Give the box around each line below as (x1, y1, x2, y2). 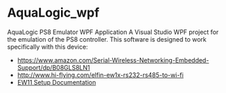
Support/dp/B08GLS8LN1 (17, 63, 90, 71)
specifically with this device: (7, 42, 88, 51)
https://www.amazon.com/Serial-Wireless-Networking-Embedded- (17, 56, 209, 64)
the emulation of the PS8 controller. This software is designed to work (7, 35, 207, 43)
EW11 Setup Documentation (17, 78, 96, 86)
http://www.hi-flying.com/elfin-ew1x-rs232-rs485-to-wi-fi (17, 71, 184, 79)
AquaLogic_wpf (7, 5, 100, 21)
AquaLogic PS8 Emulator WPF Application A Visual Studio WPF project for (7, 28, 219, 36)
